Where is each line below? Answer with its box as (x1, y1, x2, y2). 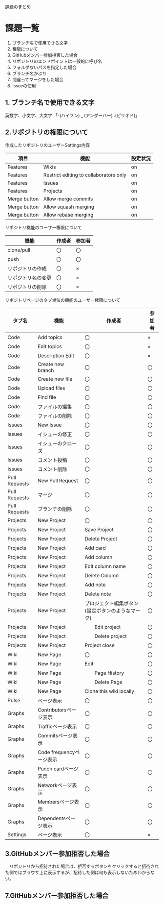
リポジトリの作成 (7, 265, 47, 272)
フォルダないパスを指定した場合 (12, 64, 77, 70)
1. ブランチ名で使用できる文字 (5, 98, 95, 107)
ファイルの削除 (37, 413, 72, 419)
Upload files (37, 385, 65, 391)
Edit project (94, 623, 121, 630)
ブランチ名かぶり (12, 70, 47, 76)
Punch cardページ (37, 765, 79, 772)
